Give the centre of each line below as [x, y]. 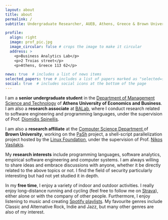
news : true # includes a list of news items [53, 74]
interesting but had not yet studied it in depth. [52, 175]
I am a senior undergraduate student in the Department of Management [80, 97]
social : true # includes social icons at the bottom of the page [76, 84]
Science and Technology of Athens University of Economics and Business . [84, 103]
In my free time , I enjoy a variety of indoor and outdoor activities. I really [79, 185]
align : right [23, 37]
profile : [14, 33]
